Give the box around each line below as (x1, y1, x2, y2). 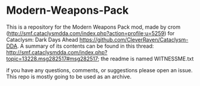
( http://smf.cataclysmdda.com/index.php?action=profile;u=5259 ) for (6, 29, 175, 36)
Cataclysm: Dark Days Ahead (6, 36, 79, 43)
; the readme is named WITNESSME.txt (97, 55, 194, 62)
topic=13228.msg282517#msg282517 (6, 55, 99, 62)
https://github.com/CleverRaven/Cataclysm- (79, 36, 189, 43)
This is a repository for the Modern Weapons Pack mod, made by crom (6, 23, 181, 30)
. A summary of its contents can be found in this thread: (17, 42, 154, 50)
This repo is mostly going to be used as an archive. (6, 73, 132, 80)
